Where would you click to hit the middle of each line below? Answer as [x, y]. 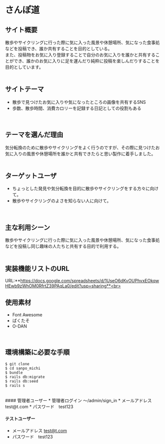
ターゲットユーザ [31, 176]
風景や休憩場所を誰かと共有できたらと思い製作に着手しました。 [91, 153]
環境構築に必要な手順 [37, 352]
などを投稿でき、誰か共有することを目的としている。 [59, 49]
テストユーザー [20, 419]
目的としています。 [24, 67]
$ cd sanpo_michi [23, 368]
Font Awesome [27, 315]
